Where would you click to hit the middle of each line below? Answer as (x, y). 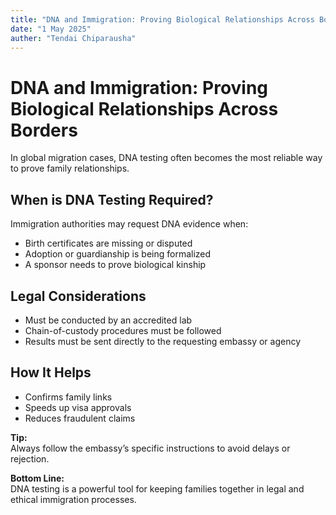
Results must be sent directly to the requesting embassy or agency (163, 341)
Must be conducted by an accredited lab (108, 320)
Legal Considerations (78, 296)
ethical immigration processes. (73, 499)
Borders (44, 130)
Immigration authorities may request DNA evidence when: (129, 224)
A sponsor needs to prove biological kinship (115, 265)
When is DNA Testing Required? (112, 199)
